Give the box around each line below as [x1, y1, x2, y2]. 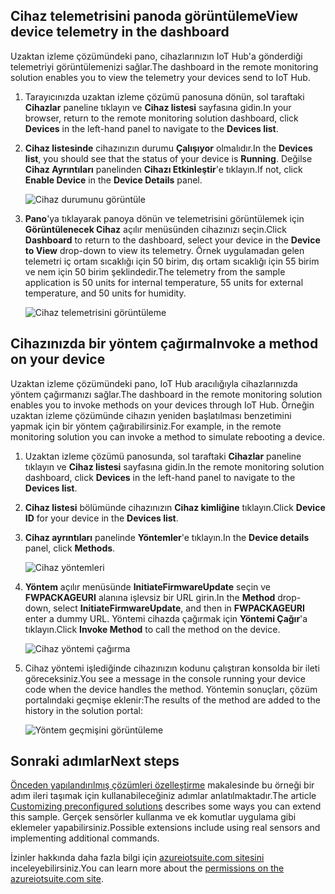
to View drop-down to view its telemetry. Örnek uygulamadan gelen [24, 244, 305, 256]
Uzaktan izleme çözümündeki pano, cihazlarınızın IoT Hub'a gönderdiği [10, 50, 303, 62]
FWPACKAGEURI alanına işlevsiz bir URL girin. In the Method [24, 591, 276, 603]
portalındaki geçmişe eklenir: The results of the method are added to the [24, 694, 321, 706]
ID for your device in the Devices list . [24, 512, 179, 524]
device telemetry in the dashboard [10, 24, 230, 41]
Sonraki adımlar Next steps [10, 753, 180, 770]
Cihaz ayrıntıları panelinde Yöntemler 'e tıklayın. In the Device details [24, 531, 310, 543]
